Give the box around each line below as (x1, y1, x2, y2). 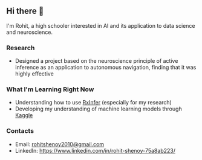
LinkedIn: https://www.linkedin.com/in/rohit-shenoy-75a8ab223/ (15, 147, 175, 154)
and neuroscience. (6, 28, 53, 36)
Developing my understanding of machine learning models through (15, 105, 183, 112)
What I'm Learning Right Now (6, 85, 94, 94)
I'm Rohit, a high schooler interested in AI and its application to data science (6, 22, 195, 29)
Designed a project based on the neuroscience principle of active (15, 57, 178, 65)
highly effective (15, 70, 54, 77)
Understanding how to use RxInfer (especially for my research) (15, 99, 172, 106)
